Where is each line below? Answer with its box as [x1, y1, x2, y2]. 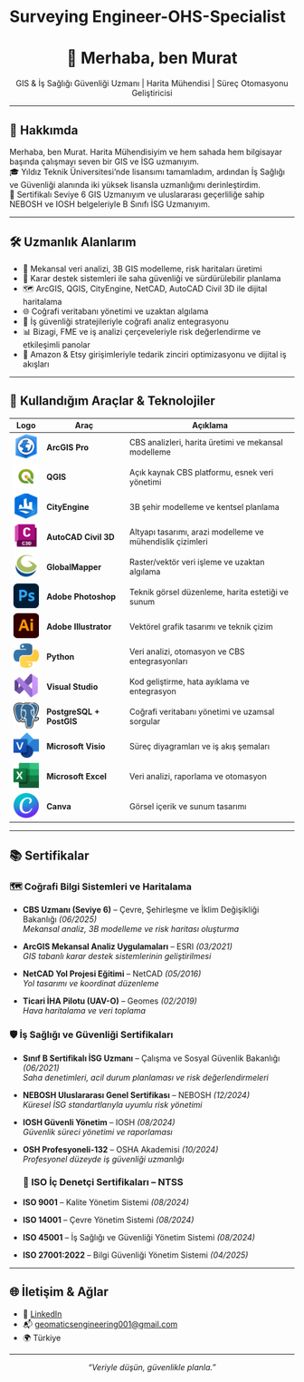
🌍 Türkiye [22, 1332, 62, 1343]
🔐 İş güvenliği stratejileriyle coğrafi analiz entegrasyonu [22, 316, 229, 327]
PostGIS [46, 715, 78, 727]
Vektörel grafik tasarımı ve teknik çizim [129, 622, 273, 632]
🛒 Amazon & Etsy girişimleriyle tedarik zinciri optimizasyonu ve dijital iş [22, 348, 287, 359]
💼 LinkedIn [22, 1308, 62, 1319]
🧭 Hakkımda [9, 123, 79, 138]
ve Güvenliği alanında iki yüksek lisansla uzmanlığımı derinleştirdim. [9, 179, 261, 190]
